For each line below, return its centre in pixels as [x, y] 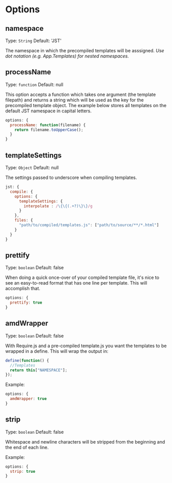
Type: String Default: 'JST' [34, 41]
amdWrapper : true [28, 399]
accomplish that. [23, 289]
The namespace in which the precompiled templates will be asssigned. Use [85, 51]
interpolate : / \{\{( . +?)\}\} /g [58, 206]
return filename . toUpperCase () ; [49, 130]
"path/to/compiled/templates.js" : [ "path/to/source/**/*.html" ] [89, 225]
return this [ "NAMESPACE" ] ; [39, 370]
